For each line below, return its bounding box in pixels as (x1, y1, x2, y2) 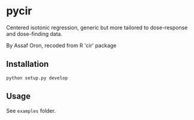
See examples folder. (6, 107, 56, 114)
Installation (6, 59, 49, 69)
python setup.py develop (6, 75, 68, 81)
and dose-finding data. (6, 30, 63, 37)
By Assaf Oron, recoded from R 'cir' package (6, 42, 117, 49)
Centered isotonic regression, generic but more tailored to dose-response (6, 24, 188, 31)
